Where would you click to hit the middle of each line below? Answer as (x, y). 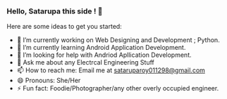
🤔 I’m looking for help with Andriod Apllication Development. (104, 55)
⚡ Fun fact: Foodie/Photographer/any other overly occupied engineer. (118, 88)
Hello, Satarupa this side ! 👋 (55, 11)
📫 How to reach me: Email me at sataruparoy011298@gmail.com (111, 70)
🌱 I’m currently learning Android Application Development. (101, 48)
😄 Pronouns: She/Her (49, 81)
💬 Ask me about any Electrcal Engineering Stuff (85, 62)
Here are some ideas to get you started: (65, 27)
